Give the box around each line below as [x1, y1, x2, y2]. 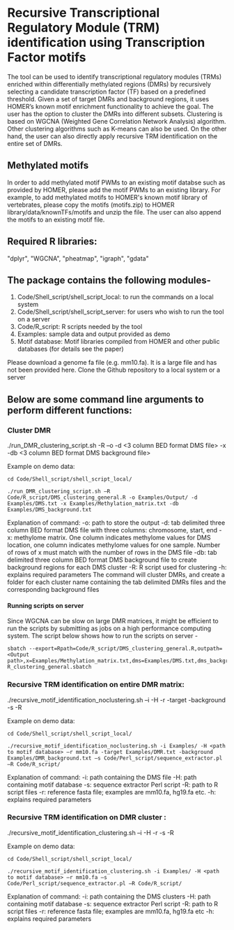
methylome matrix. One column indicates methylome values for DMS [13, 533, 211, 542]
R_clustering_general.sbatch [7, 664, 92, 671]
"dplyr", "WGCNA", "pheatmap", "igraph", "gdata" [7, 254, 149, 263]
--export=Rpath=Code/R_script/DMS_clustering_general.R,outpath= [29, 645, 223, 653]
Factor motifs [7, 50, 86, 66]
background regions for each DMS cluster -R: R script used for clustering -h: [7, 563, 227, 572]
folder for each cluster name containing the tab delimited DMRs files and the [7, 578, 226, 586]
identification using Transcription [7, 35, 205, 50]
